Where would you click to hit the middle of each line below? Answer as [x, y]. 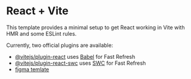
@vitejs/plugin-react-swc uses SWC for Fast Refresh [80, 63]
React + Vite [38, 11]
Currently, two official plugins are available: [60, 45]
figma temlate [32, 69]
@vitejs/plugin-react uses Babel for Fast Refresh [75, 56]
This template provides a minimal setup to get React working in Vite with [95, 27]
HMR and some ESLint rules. [41, 33]
